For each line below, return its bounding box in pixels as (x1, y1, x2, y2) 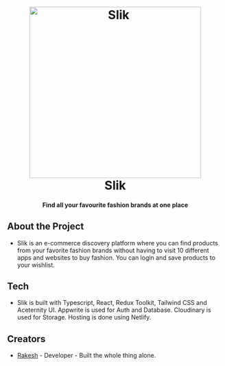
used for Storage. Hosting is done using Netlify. (16, 313, 152, 321)
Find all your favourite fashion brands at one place (42, 201, 189, 209)
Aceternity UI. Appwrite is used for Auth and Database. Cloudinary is (16, 306, 211, 314)
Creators (7, 333, 46, 345)
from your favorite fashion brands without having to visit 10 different (16, 246, 209, 254)
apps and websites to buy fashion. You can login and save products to (16, 253, 216, 262)
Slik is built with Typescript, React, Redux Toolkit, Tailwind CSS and (16, 299, 207, 307)
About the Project (7, 221, 84, 232)
